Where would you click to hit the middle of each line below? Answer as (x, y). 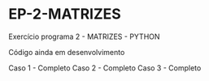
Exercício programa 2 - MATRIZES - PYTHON (84, 36)
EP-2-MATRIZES (65, 14)
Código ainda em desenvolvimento (67, 52)
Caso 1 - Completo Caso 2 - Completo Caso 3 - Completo (105, 68)
